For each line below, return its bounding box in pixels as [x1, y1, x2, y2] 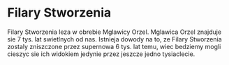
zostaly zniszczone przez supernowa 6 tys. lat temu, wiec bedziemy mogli [7, 42, 221, 50]
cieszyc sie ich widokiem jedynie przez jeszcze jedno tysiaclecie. [7, 50, 195, 58]
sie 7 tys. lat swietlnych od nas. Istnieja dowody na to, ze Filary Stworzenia [7, 35, 222, 43]
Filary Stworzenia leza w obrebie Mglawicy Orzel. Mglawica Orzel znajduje [7, 28, 222, 36]
